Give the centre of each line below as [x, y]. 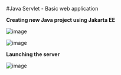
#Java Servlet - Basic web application [52, 9]
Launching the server [33, 54]
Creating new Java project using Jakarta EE [60, 20]
